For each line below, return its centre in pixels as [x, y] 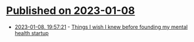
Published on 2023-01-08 [71, 11]
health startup [31, 33]
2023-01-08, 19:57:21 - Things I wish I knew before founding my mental [101, 27]
